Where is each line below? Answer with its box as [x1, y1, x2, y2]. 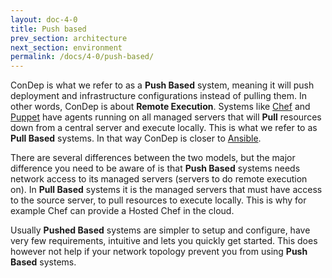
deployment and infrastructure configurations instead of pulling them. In [10, 90, 308, 102]
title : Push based [10, 24, 87, 34]
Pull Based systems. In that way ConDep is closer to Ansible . [10, 132, 262, 145]
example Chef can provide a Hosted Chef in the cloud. [10, 205, 235, 217]
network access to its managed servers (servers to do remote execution [10, 173, 308, 185]
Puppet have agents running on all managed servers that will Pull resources [10, 111, 322, 123]
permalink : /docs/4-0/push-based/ [10, 52, 155, 62]
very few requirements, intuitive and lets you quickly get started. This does [10, 235, 318, 247]
